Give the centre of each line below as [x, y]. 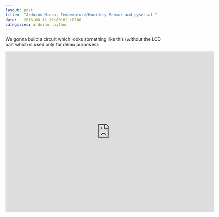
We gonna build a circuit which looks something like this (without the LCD [83, 39]
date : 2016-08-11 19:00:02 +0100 [43, 20]
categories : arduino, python [36, 24]
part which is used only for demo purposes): [52, 45]
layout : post [19, 10]
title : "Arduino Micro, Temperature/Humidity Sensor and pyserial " [81, 15]
